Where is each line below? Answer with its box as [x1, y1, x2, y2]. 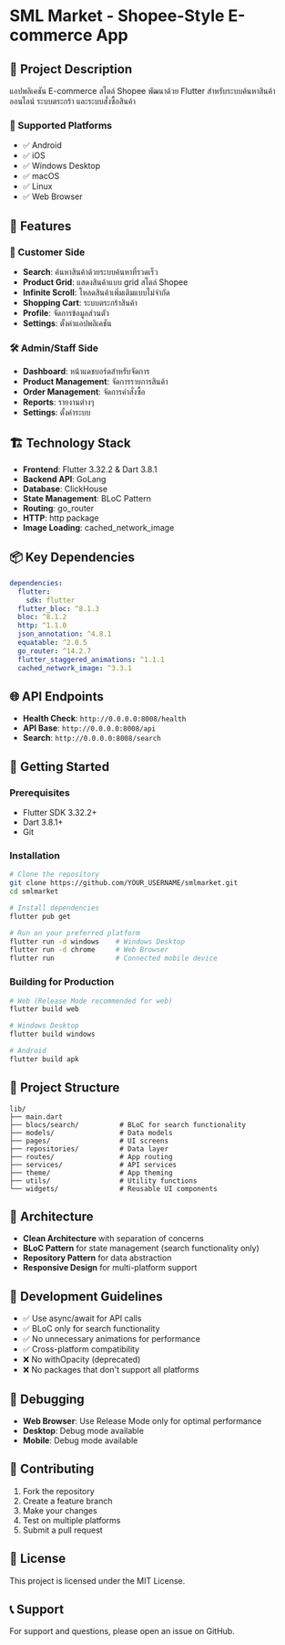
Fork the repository [22, 1485, 96, 1496]
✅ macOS [22, 171, 60, 182]
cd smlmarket [9, 887, 59, 896]
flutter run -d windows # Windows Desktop [9, 937, 185, 946]
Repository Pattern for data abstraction [22, 1252, 172, 1263]
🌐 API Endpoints [9, 689, 105, 704]
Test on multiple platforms [22, 1514, 121, 1525]
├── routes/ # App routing [9, 1152, 173, 1161]
